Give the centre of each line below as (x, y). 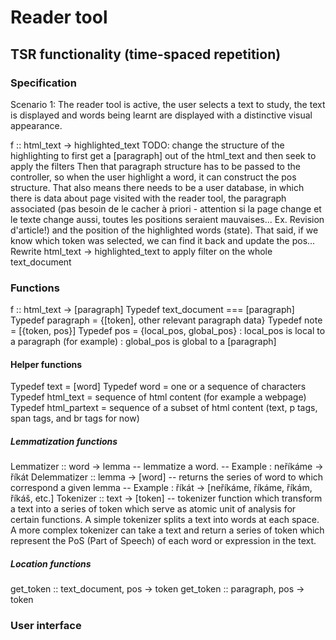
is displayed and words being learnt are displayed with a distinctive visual (161, 115)
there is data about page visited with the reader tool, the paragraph (148, 198)
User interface (46, 626)
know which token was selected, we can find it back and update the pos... (163, 240)
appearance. (36, 125)
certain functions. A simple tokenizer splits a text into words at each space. (165, 520)
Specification (43, 83)
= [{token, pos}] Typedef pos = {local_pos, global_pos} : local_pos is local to (168, 331)
